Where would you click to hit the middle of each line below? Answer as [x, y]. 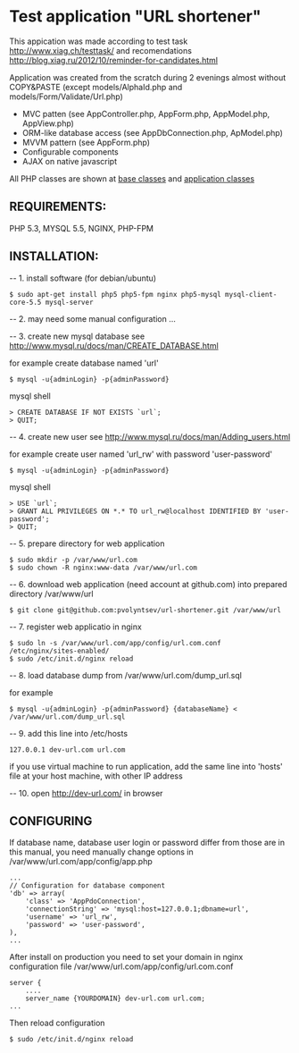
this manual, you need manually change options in [101, 852]
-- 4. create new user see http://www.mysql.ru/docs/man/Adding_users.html [150, 436]
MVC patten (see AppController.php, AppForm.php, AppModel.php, [146, 114]
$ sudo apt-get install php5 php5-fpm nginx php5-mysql [115, 294]
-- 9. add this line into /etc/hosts [68, 733]
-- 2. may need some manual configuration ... [93, 318]
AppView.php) [48, 123]
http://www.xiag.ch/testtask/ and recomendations [100, 50]
